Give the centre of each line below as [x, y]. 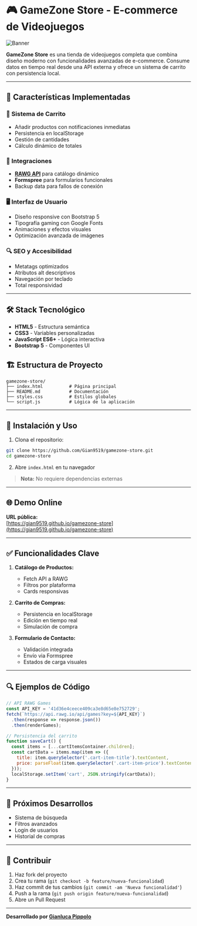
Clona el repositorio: [39, 439]
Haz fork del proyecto [41, 875]
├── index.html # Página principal [61, 387]
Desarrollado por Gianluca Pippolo [49, 917]
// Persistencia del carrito [42, 736]
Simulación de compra [50, 627]
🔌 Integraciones [29, 161]
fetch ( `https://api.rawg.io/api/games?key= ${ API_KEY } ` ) [76, 714]
